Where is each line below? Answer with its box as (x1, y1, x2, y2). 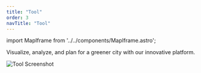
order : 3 (6, 15, 29, 21)
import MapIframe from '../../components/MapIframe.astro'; (6, 37, 156, 44)
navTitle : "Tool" (6, 20, 51, 26)
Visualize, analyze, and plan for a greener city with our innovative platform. (6, 49, 195, 56)
